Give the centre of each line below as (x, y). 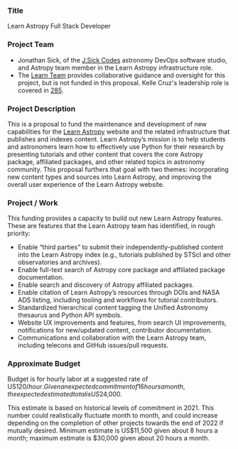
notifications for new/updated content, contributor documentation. (115, 330)
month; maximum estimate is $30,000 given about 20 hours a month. (109, 438)
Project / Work (33, 202)
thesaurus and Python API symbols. (70, 315)
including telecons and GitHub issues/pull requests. (93, 345)
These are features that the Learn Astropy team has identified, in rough (111, 226)
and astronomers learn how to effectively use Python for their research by (115, 146)
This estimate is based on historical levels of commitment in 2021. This (111, 408)
